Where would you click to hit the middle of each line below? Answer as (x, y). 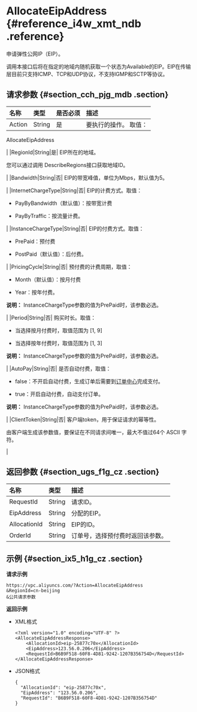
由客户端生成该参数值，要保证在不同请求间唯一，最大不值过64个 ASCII (93, 432)
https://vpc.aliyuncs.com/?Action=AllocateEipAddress (75, 586)
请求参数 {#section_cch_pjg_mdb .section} (87, 95)
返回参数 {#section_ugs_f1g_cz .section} (83, 472)
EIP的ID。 (85, 524)
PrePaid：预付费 (35, 241)
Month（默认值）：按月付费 (48, 279)
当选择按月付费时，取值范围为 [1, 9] (59, 330)
